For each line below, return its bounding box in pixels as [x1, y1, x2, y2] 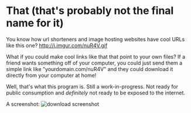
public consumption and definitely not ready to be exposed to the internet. [6, 89, 186, 96]
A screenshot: [6, 100, 40, 107]
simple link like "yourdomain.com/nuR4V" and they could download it [6, 65, 173, 72]
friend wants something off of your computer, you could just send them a [6, 59, 183, 66]
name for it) [6, 16, 64, 30]
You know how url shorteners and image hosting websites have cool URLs [6, 36, 185, 43]
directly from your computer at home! [6, 72, 97, 79]
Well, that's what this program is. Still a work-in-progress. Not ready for [6, 83, 179, 90]
